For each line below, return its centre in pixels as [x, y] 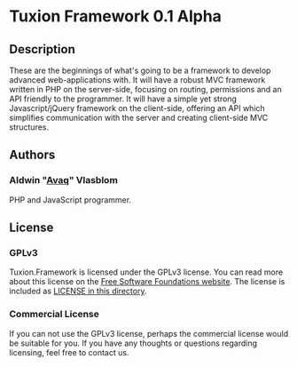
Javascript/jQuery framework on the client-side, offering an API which [137, 108]
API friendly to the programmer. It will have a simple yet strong [123, 99]
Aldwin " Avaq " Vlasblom [63, 180]
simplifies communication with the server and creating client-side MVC [139, 118]
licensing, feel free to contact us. [69, 352]
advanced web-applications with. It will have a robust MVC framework [137, 80]
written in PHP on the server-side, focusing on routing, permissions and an [145, 89]
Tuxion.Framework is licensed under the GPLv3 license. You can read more [146, 272]
